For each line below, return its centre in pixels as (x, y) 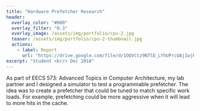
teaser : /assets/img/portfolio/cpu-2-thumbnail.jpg (77, 39)
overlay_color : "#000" (40, 22)
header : (16, 17)
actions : (22, 45)
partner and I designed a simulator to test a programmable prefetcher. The (97, 84)
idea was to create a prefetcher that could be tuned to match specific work (98, 90)
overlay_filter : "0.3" (40, 28)
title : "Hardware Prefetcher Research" (56, 12)
